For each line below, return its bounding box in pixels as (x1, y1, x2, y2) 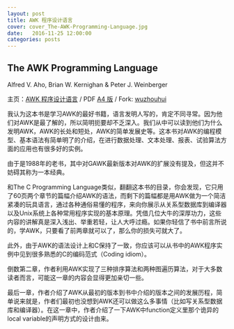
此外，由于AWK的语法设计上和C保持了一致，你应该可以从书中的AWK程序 (7, 241, 217, 250)
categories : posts (7, 36, 61, 43)
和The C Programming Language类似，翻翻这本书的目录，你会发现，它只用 (7, 183, 224, 191)
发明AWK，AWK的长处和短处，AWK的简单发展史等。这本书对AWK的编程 (7, 127, 216, 135)
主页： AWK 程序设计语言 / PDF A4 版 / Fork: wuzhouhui (7, 95, 167, 103)
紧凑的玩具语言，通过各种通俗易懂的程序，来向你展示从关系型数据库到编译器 (7, 200, 227, 208)
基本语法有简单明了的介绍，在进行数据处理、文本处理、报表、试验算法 (19, 135, 221, 144)
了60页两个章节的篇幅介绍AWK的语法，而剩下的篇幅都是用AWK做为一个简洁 (7, 191, 226, 199)
